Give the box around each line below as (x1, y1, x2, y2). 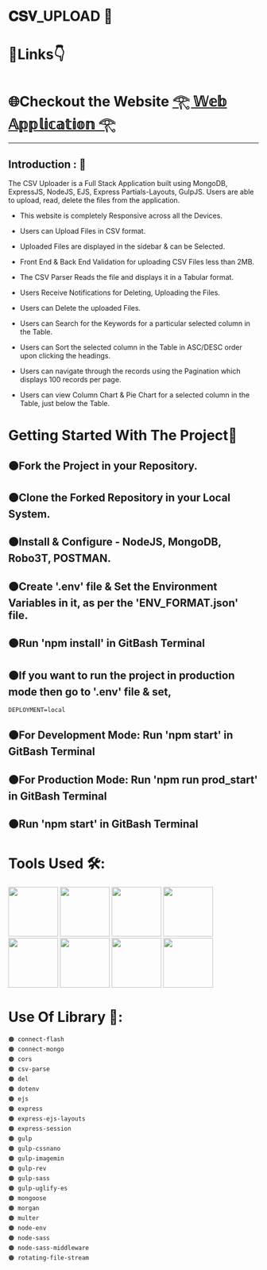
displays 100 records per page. (19, 375, 122, 385)
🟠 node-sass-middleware (8, 1244, 90, 1253)
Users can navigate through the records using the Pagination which (19, 366, 241, 376)
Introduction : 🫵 (8, 157, 87, 171)
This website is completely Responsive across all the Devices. (19, 211, 222, 221)
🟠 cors (8, 1055, 33, 1063)
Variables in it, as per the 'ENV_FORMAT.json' (8, 596, 238, 610)
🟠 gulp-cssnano (8, 1144, 61, 1153)
